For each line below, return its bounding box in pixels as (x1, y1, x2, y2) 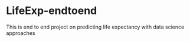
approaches (6, 29, 35, 36)
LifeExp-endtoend (6, 4, 97, 17)
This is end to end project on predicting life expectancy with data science (6, 23, 185, 30)
